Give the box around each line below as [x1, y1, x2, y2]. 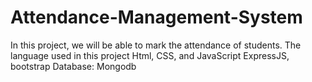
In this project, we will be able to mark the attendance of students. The [10, 39, 302, 51]
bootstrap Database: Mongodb [10, 60, 137, 72]
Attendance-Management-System [10, 6, 303, 29]
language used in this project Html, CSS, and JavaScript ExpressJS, [10, 49, 290, 61]
